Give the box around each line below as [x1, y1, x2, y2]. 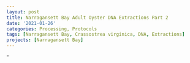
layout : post [6, 8, 40, 15]
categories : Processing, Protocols [6, 25, 97, 32]
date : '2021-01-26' [6, 20, 56, 26]
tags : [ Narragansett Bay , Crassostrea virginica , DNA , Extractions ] [6, 31, 185, 38]
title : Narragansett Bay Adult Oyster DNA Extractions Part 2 [6, 15, 169, 21]
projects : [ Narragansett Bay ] [6, 37, 84, 43]
